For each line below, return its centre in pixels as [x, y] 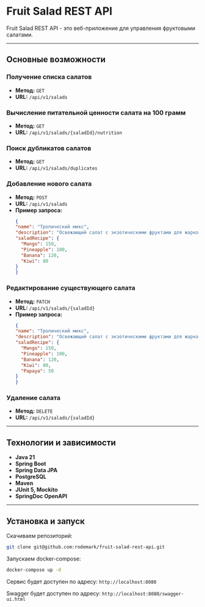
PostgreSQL [31, 477]
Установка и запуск [46, 521]
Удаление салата [34, 398]
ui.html [16, 599]
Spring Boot [31, 464]
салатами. [20, 34]
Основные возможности [56, 60]
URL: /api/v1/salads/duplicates [56, 168]
